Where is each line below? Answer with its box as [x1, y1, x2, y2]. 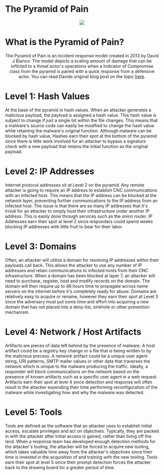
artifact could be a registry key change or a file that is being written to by [5, 348, 152, 353]
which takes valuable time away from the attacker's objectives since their [5, 449, 153, 454]
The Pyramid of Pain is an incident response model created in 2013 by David [5, 52, 159, 58]
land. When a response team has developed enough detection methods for [5, 438, 156, 444]
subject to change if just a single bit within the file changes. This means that [5, 117, 158, 123]
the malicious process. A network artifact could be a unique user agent [5, 353, 148, 359]
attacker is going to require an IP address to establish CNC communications [5, 187, 158, 193]
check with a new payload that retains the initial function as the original [5, 143, 148, 149]
